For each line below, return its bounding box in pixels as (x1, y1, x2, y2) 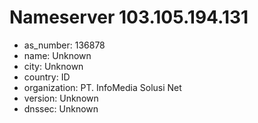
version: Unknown (23, 92, 99, 104)
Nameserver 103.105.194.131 (9, 6, 249, 29)
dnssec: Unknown (23, 102, 99, 115)
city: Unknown (23, 60, 84, 72)
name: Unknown (23, 49, 92, 61)
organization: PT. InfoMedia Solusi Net (23, 81, 182, 93)
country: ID (23, 71, 71, 83)
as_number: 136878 (23, 39, 106, 51)
